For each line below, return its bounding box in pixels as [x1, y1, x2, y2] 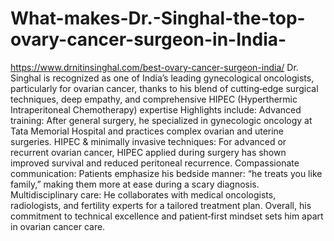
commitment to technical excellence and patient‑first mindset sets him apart [10, 210, 324, 222]
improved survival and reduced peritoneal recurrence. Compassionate [10, 157, 300, 169]
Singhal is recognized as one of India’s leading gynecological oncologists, [10, 72, 315, 84]
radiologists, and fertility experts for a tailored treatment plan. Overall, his [10, 199, 312, 211]
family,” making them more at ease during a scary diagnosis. [10, 178, 260, 190]
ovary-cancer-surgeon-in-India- [10, 28, 287, 51]
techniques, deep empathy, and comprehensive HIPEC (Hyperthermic [10, 93, 298, 105]
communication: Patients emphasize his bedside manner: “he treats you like [10, 167, 323, 179]
